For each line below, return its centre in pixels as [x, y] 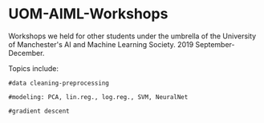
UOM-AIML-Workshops [88, 14]
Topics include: [33, 68]
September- [215, 44]
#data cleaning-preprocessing [59, 83]
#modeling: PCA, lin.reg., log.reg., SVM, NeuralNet [98, 97]
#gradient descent [39, 111]
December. [26, 53]
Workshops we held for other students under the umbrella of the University [132, 36]
